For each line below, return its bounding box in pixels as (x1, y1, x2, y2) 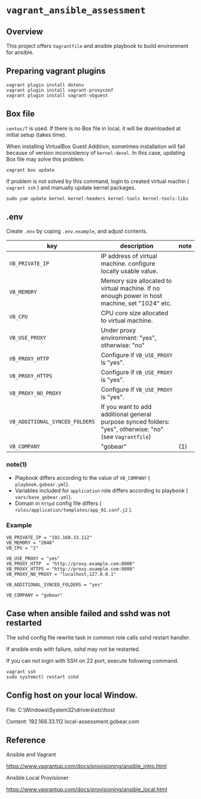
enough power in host (100, 292, 163, 300)
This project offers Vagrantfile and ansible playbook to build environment (6, 43, 188, 49)
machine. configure (100, 260, 156, 268)
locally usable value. (100, 267, 159, 275)
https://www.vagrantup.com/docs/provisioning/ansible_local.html (6, 786, 167, 793)
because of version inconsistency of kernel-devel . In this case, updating (6, 149, 185, 156)
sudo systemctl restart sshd (6, 674, 79, 680)
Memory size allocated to (100, 277, 172, 285)
